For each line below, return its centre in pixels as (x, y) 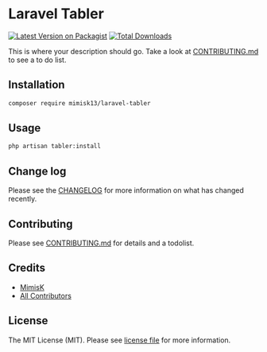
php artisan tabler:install (55, 147)
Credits (27, 268)
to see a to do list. (37, 60)
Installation (37, 85)
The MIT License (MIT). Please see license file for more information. (120, 340)
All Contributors (45, 295)
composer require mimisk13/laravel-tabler (79, 103)
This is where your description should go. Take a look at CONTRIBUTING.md (133, 51)
